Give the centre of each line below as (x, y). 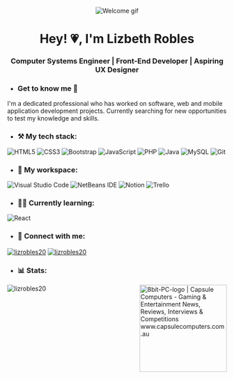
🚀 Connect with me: (51, 236)
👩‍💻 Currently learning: (56, 203)
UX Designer (117, 70)
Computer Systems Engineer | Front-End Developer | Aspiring (117, 61)
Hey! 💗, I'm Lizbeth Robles (117, 39)
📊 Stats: (32, 270)
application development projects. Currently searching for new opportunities (117, 111)
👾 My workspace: (47, 169)
